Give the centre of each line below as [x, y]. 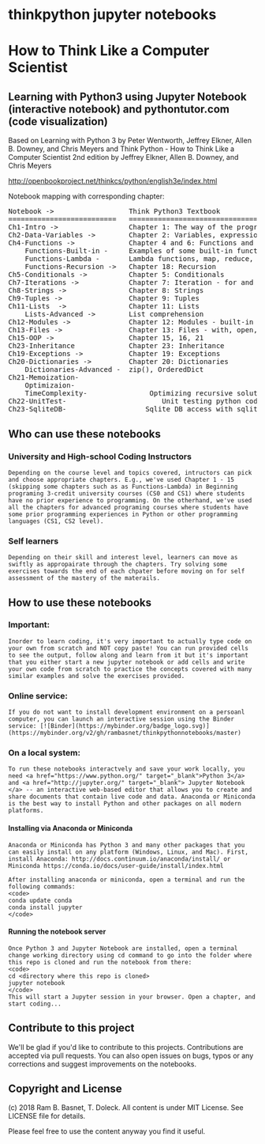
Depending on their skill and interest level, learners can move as [123, 558]
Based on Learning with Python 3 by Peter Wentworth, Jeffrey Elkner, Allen [130, 141]
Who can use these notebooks [85, 434]
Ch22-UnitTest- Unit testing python [125, 402]
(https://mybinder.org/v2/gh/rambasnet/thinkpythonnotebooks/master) [125, 733]
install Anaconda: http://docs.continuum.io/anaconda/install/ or [119, 859]
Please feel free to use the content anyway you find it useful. [107, 1131]
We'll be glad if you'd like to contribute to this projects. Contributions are [126, 1047]
